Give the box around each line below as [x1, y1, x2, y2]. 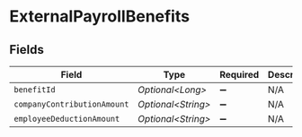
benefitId [13, 85, 56, 95]
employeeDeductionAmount [13, 114, 120, 124]
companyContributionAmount [13, 99, 129, 109]
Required [219, 69, 260, 81]
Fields [9, 42, 45, 57]
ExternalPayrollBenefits [9, 6, 191, 27]
